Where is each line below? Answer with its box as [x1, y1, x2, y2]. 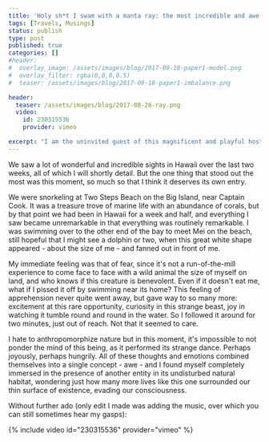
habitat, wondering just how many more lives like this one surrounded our [8, 376, 251, 386]
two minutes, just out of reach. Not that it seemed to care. [8, 318, 199, 328]
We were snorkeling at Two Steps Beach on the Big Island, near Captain [8, 192, 245, 201]
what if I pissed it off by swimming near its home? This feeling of [8, 284, 222, 294]
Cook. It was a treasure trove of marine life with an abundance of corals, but [8, 201, 259, 210]
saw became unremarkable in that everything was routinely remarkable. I [8, 217, 250, 227]
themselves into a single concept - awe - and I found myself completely [8, 359, 245, 369]
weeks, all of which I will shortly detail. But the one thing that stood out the [8, 168, 254, 177]
